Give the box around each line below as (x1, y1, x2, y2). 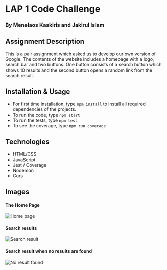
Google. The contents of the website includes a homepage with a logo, (5, 56, 154, 62)
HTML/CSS (12, 151, 37, 157)
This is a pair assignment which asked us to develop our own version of (5, 51, 156, 57)
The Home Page (5, 201, 40, 208)
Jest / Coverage (12, 162, 47, 168)
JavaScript (12, 156, 36, 163)
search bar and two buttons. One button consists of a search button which (5, 61, 162, 67)
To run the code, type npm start (12, 111, 80, 118)
